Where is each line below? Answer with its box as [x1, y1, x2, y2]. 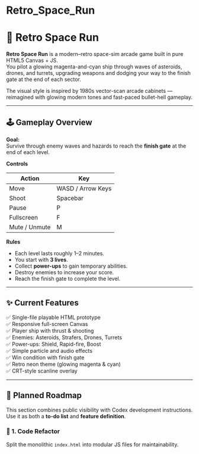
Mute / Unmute [9, 223, 51, 231]
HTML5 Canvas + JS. [6, 57, 58, 64]
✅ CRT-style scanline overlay [6, 367, 78, 374]
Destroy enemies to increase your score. [14, 268, 114, 275]
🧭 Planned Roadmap [6, 390, 82, 400]
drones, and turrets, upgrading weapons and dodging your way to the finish [6, 70, 191, 77]
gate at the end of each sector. [6, 76, 81, 83]
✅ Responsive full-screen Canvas [6, 320, 88, 327]
